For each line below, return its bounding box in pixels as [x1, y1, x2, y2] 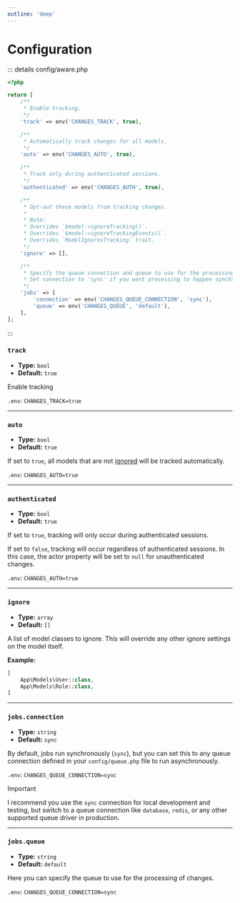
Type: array [17, 612, 54, 622]
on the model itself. [7, 642, 64, 650]
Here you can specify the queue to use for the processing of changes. [7, 873, 214, 882]
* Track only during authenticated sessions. [23, 171, 161, 178]
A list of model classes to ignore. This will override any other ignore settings [7, 634, 231, 643]
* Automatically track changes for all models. [23, 137, 168, 145]
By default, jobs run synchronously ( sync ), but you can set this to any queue [7, 749, 231, 757]
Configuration [7, 41, 93, 57]
